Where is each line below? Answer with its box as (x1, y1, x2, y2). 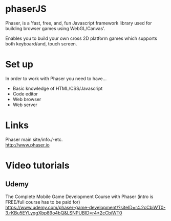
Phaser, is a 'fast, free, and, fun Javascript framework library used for (5, 20, 152, 26)
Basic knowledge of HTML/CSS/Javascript (12, 85, 103, 91)
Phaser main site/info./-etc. (5, 136, 63, 142)
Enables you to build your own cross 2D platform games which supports (5, 35, 158, 41)
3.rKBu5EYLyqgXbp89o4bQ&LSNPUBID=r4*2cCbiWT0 (5, 210, 122, 216)
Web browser (12, 96, 41, 102)
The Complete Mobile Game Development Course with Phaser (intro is (5, 193, 154, 200)
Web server (12, 102, 37, 108)
